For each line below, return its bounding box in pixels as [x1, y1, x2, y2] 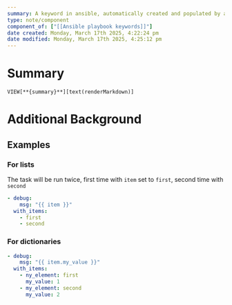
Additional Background [7, 111, 142, 127]
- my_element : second [19, 284, 81, 291]
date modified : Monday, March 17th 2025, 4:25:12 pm [7, 36, 162, 43]
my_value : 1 [25, 278, 60, 286]
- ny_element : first [19, 272, 79, 279]
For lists [7, 160, 35, 169]
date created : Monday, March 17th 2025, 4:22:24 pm [7, 29, 159, 37]
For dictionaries [7, 237, 61, 246]
